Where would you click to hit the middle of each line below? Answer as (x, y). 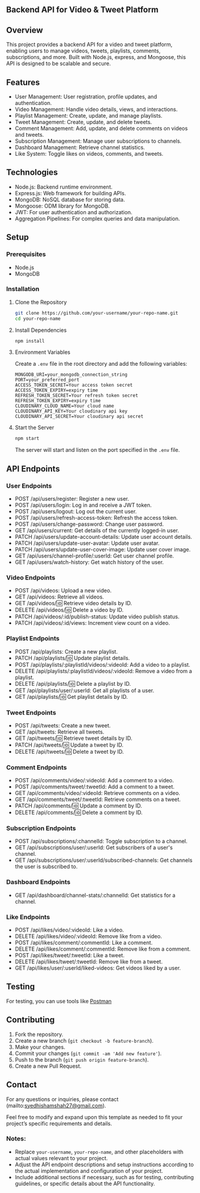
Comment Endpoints (37, 767)
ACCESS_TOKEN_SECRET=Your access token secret (74, 385)
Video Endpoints (31, 577)
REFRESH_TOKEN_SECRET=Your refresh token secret (76, 396)
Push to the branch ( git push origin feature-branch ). (82, 1059)
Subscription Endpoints (41, 828)
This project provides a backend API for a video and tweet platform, (90, 45)
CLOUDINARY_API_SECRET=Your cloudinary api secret (79, 417)
